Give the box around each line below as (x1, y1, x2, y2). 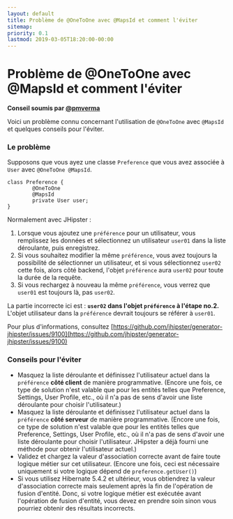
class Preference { (7, 179, 64, 186)
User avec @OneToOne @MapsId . (7, 165, 92, 174)
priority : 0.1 (7, 29, 49, 37)
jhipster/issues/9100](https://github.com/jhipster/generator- (7, 330, 179, 339)
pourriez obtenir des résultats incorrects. (17, 504, 135, 512)
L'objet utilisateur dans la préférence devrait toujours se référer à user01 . (7, 309, 216, 318)
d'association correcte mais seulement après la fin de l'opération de (17, 481, 213, 490)
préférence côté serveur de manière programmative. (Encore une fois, (17, 415, 220, 424)
